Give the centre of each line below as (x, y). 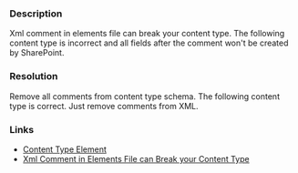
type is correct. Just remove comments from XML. (104, 106)
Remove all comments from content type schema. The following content (145, 96)
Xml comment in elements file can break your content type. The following (147, 34)
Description (36, 14)
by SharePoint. (37, 53)
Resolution (34, 76)
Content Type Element (65, 149)
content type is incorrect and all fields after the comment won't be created (149, 43)
